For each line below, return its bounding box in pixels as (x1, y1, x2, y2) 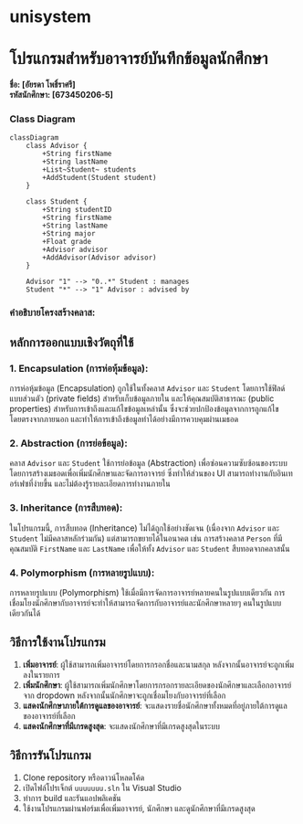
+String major (42, 229, 96, 238)
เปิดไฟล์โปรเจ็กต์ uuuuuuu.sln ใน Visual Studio (22, 782, 183, 793)
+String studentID (42, 206, 112, 215)
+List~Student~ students (42, 165, 137, 174)
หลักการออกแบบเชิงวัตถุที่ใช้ (9, 334, 134, 350)
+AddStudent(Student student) (42, 174, 157, 183)
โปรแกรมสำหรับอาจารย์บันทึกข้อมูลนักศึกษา (9, 48, 268, 69)
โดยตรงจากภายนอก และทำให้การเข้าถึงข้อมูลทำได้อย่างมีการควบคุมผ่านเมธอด (9, 414, 239, 425)
